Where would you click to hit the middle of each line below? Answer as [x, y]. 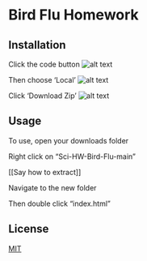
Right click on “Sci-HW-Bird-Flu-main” [72, 156]
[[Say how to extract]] [45, 172]
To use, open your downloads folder [69, 140]
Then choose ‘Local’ [42, 80]
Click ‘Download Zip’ [42, 96]
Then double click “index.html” [59, 203]
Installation [37, 45]
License [29, 229]
